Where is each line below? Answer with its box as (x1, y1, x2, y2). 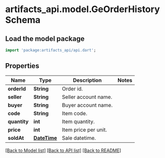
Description (72, 77, 102, 84)
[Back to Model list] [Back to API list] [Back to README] (5, 147, 121, 153)
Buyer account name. (62, 101, 113, 109)
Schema (5, 14, 40, 26)
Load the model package (5, 34, 85, 43)
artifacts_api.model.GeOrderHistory (5, 4, 160, 15)
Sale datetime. (62, 134, 96, 141)
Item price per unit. (62, 126, 107, 133)
